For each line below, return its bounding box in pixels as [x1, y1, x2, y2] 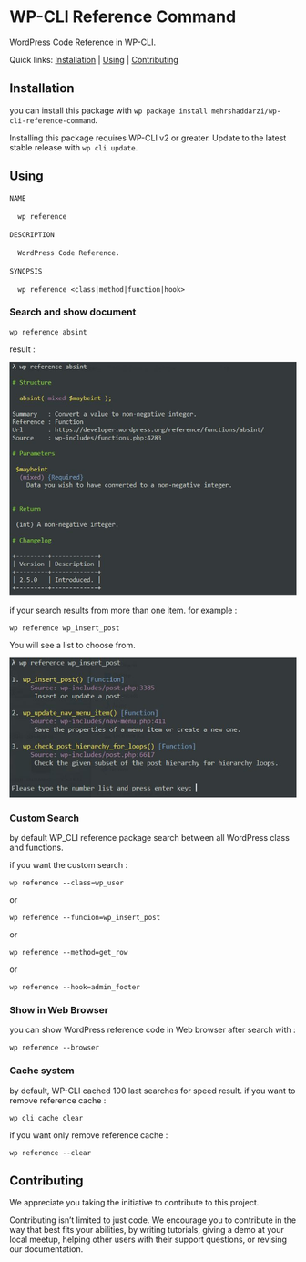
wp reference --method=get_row [9, 948, 128, 957]
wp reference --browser [9, 1043, 100, 1052]
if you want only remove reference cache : [9, 1129, 168, 1141]
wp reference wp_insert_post [9, 623, 120, 633]
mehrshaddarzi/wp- [210, 107, 281, 116]
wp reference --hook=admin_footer [9, 983, 141, 992]
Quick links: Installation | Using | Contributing [9, 54, 179, 65]
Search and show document [9, 305, 137, 318]
